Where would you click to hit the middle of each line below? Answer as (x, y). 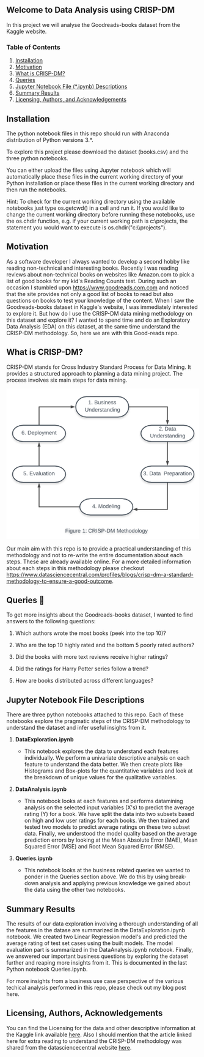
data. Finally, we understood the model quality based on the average (111, 834)
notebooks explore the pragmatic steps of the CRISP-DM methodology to (98, 721)
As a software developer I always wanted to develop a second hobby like (98, 261)
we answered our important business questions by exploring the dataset (97, 956)
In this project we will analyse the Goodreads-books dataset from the (93, 24)
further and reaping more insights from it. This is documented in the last (97, 963)
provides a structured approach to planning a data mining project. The (95, 373)
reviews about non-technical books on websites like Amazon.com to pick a (100, 274)
